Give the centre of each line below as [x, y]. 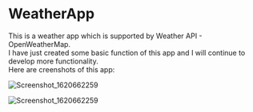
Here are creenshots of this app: [62, 69]
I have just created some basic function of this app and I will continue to [127, 52]
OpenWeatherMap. [39, 44]
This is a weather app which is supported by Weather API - [105, 36]
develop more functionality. [53, 61]
